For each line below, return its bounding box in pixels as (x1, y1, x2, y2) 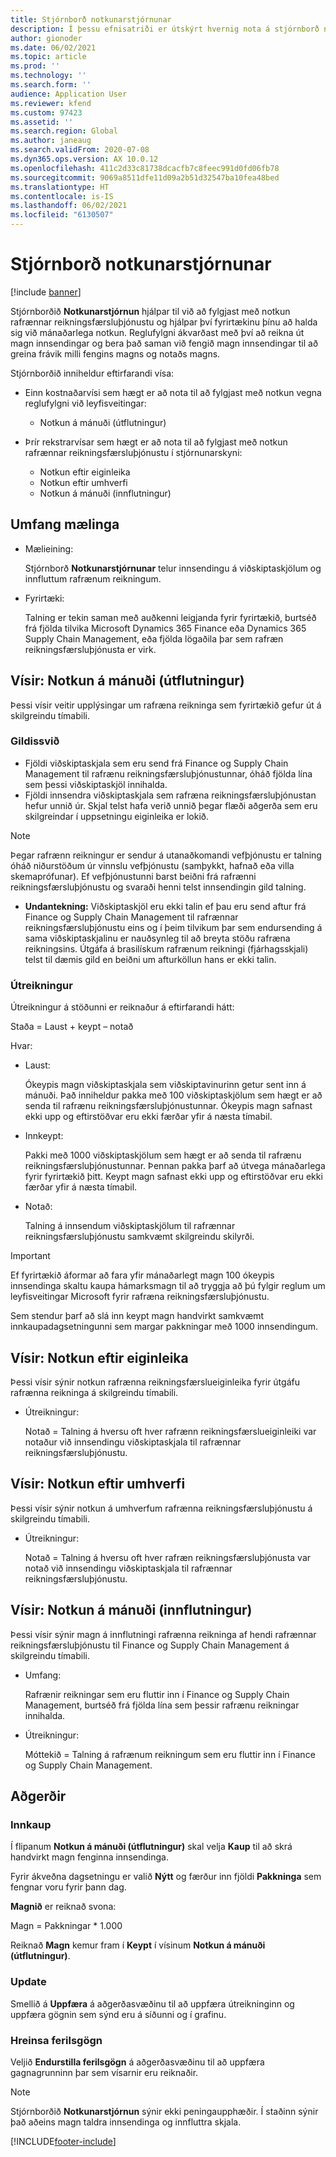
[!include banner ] (10, 286, 82, 298)
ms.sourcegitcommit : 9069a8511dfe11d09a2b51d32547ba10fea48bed (10, 172, 280, 183)
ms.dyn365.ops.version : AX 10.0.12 (10, 154, 159, 164)
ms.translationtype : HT (10, 182, 110, 192)
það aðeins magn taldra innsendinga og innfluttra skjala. (10, 2116, 242, 2128)
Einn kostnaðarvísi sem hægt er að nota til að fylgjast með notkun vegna (24, 386, 322, 398)
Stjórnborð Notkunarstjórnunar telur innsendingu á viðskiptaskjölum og (24, 562, 322, 574)
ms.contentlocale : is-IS (10, 191, 114, 201)
